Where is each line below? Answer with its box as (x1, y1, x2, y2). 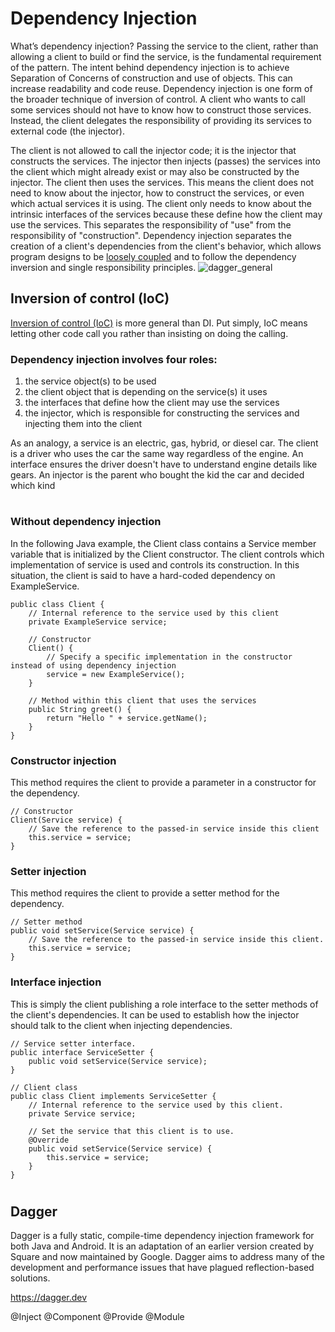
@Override (28, 1135, 70, 1145)
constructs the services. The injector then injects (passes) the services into (10, 155, 321, 167)
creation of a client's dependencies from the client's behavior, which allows (10, 240, 322, 252)
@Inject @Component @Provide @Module (10, 1311, 185, 1323)
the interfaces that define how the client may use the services (24, 397, 280, 409)
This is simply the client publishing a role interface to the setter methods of (10, 998, 319, 1010)
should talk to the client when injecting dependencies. (10, 1019, 233, 1031)
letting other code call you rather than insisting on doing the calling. (10, 327, 289, 339)
